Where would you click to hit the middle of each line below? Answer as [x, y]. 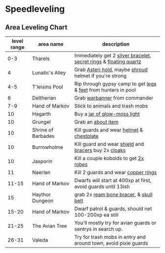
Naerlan [41, 172]
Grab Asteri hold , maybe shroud [111, 70]
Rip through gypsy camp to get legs [115, 84]
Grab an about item [96, 122]
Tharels [41, 59]
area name [51, 44]
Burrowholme [48, 147]
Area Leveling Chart [36, 27]
